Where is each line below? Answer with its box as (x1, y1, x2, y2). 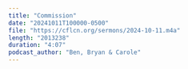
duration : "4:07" (8, 41, 66, 49)
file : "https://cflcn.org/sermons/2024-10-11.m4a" (8, 26, 181, 34)
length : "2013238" (8, 33, 70, 42)
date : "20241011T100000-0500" (8, 19, 110, 27)
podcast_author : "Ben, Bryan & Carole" (8, 48, 142, 56)
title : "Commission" (8, 11, 78, 20)
